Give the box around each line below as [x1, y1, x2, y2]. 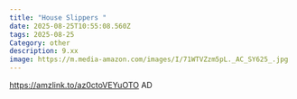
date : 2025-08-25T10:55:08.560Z [9, 22, 131, 31]
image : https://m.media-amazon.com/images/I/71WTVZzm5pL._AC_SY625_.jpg [9, 55, 289, 64]
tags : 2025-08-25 [9, 30, 75, 39]
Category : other [9, 38, 70, 48]
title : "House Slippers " [9, 13, 107, 22]
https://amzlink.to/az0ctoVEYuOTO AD [9, 80, 153, 90]
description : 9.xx [9, 47, 79, 56]
